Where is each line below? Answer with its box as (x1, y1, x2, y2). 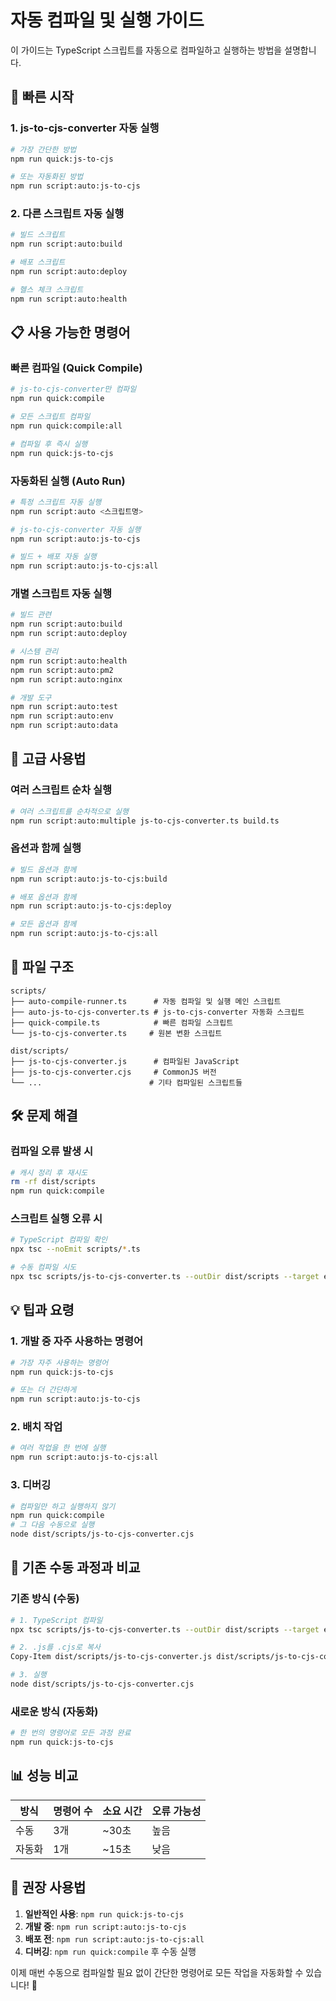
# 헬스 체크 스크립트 (10, 284, 84, 295)
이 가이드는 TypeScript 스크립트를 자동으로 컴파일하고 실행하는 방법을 (10, 44, 283, 56)
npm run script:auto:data (10, 721, 118, 731)
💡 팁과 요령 (10, 1302, 75, 1319)
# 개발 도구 (10, 692, 52, 703)
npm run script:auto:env (10, 711, 114, 721)
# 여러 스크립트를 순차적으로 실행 (10, 806, 129, 816)
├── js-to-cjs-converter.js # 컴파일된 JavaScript (10, 1056, 240, 1066)
